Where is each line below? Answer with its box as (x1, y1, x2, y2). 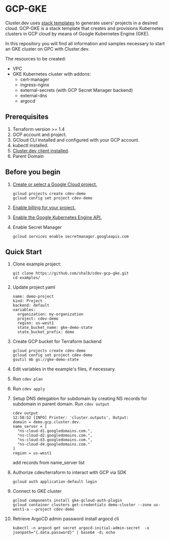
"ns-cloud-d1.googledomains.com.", (17, 428, 93, 434)
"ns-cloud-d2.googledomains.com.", (17, 433, 93, 438)
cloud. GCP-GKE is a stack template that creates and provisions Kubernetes (5, 25, 164, 31)
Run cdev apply (12, 386, 45, 392)
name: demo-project (12, 294, 54, 299)
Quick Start (5, 247, 42, 256)
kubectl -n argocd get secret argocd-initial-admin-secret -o (12, 526, 150, 531)
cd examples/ (12, 275, 41, 281)
